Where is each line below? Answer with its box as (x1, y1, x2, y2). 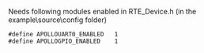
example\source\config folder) (8, 15, 108, 25)
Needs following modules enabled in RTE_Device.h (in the (8, 7, 197, 16)
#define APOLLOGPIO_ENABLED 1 (8, 37, 119, 45)
